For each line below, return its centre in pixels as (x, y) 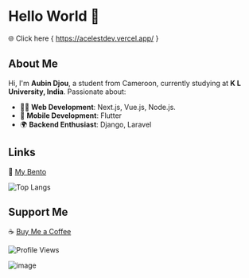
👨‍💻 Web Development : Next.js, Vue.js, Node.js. (98, 107)
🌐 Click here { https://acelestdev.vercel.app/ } (84, 38)
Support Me (38, 211)
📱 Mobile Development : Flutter (70, 116)
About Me (33, 64)
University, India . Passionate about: (67, 92)
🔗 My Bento (27, 171)
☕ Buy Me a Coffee (40, 232)
